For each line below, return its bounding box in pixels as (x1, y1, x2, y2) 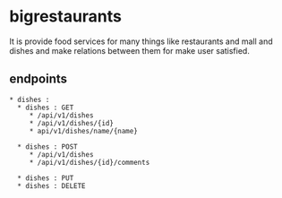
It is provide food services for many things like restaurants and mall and (9, 36, 273, 47)
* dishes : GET (17, 103, 74, 112)
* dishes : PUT (17, 173, 74, 183)
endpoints (9, 72, 68, 87)
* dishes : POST (17, 142, 78, 151)
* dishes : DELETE (17, 181, 87, 190)
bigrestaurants (9, 6, 123, 27)
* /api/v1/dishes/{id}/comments (29, 158, 150, 167)
